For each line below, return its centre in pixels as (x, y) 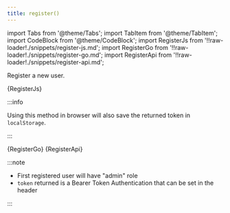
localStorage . (26, 122)
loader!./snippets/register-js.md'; (54, 47)
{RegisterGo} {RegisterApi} (45, 149)
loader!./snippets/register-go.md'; (55, 55)
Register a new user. (36, 75)
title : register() (33, 13)
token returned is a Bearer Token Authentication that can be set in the (115, 183)
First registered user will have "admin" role (78, 175)
